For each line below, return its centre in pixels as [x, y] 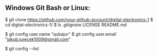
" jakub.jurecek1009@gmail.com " [38, 39]
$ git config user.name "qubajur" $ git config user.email [61, 34]
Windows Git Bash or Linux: [48, 8]
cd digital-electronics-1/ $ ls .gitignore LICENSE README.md [66, 25]
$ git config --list [22, 48]
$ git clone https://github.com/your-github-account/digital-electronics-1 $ [79, 19]
